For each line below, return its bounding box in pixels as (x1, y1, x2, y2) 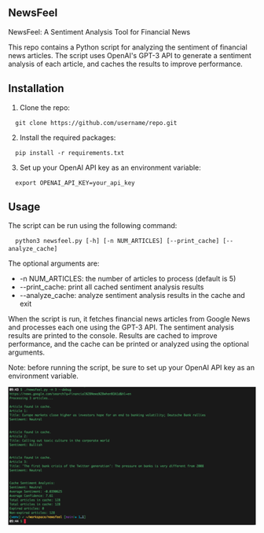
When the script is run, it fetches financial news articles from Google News (8, 314, 251, 324)
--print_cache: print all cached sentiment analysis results (19, 282, 204, 292)
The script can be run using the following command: (8, 221, 178, 230)
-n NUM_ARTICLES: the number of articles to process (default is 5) (19, 274, 236, 284)
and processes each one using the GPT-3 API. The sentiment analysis (8, 322, 234, 333)
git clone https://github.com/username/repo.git (15, 119, 178, 127)
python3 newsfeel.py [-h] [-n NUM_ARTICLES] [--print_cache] (15, 237, 220, 245)
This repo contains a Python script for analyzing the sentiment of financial (8, 42, 247, 52)
